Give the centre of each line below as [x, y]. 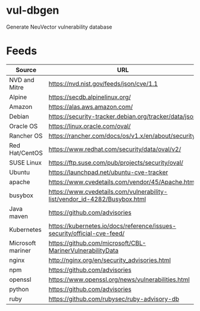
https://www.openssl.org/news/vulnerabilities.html [119, 279]
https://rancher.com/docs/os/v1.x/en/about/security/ [123, 136]
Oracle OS [24, 126]
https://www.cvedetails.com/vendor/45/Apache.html [122, 182]
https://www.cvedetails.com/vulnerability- [108, 191]
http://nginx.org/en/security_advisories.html [110, 260]
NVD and [22, 80]
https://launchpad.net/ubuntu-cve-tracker [108, 172]
